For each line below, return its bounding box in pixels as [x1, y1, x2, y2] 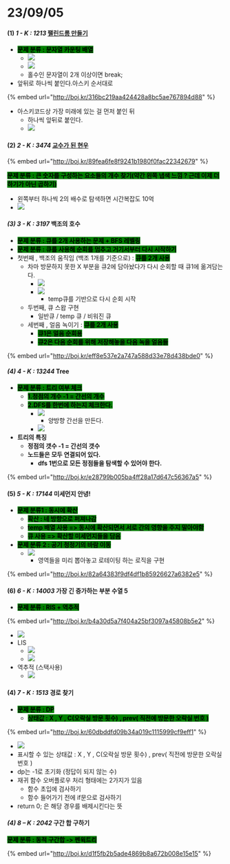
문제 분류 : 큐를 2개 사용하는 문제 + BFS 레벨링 [17, 236, 141, 244]
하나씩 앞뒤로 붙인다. [27, 116, 83, 124]
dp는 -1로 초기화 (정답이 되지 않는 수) [17, 767, 117, 776]
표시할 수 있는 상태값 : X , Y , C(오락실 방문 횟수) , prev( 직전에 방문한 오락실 [17, 750, 222, 758]
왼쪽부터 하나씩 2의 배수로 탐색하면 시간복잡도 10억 [17, 195, 154, 203]
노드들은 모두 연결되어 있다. [27, 451, 101, 458]
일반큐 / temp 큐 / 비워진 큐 [37, 312, 112, 320]
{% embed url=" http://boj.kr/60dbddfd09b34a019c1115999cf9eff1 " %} [7, 727, 207, 736]
